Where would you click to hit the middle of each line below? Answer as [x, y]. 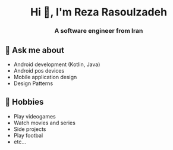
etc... [20, 142]
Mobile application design [45, 77]
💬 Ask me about [34, 50]
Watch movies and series [45, 123]
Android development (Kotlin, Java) [57, 64]
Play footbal [28, 135]
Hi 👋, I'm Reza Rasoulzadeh [99, 12]
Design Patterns [33, 83]
